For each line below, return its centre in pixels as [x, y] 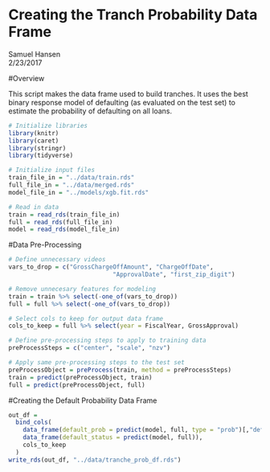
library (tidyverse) [41, 156]
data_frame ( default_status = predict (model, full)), [113, 437]
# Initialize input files [51, 170]
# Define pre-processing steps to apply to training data [107, 341]
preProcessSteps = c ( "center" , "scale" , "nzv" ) [90, 348]
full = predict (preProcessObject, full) [77, 385]
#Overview [27, 78]
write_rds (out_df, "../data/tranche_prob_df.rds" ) [95, 460]
